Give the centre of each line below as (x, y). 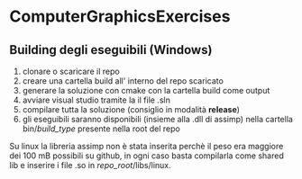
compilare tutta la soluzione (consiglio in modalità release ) (131, 109)
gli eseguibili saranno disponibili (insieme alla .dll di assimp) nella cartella (157, 119)
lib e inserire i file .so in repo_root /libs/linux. (90, 165)
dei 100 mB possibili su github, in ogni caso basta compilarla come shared (146, 156)
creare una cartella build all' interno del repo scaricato (123, 81)
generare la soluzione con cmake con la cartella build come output (146, 90)
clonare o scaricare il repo (71, 71)
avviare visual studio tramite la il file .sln (96, 100)
